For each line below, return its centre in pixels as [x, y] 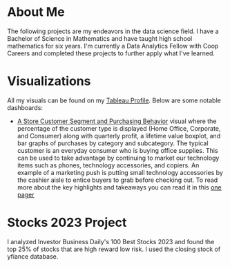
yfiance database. [33, 256]
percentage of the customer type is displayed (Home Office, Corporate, [119, 128]
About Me [36, 12]
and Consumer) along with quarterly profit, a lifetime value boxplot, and [119, 136]
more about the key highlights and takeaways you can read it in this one [119, 187]
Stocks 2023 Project [67, 223]
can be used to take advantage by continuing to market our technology [118, 158]
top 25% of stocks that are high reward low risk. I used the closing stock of [114, 249]
